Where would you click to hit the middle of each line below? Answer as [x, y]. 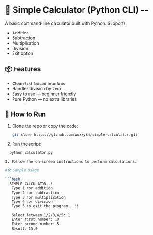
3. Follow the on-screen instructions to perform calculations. [71, 162]
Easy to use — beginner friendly [44, 94]
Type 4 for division [32, 202]
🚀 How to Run [26, 114]
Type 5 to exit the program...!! [45, 206]
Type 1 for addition [32, 188]
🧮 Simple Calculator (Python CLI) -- [77, 10]
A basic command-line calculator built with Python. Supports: [66, 23]
